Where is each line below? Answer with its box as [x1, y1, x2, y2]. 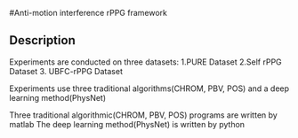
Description [9, 33, 76, 48]
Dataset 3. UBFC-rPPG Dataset [9, 65, 123, 76]
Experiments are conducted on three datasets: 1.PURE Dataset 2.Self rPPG [9, 57, 282, 67]
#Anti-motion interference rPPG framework [9, 8, 167, 18]
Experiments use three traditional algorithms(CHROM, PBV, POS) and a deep [9, 83, 290, 94]
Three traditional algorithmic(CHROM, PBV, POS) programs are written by [9, 110, 278, 120]
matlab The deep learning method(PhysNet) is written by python [9, 119, 246, 129]
